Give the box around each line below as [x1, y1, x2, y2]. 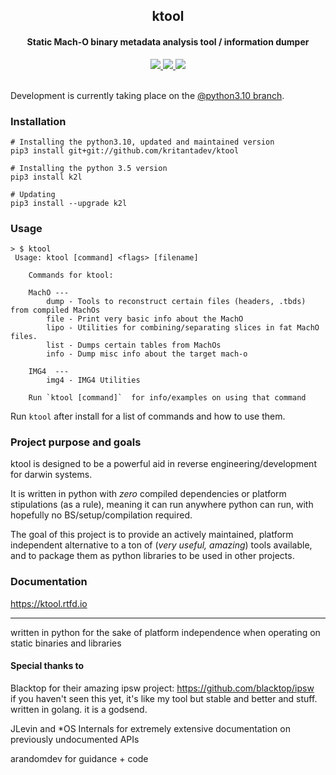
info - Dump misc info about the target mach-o [46, 349, 248, 359]
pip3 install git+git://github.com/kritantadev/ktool [10, 145, 240, 156]
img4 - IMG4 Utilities [46, 375, 141, 386]
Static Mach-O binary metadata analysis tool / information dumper [26, 35, 310, 48]
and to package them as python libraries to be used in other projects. [10, 550, 295, 562]
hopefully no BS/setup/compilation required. [10, 509, 193, 521]
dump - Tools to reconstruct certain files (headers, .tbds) [46, 297, 307, 307]
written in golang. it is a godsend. [10, 703, 148, 715]
